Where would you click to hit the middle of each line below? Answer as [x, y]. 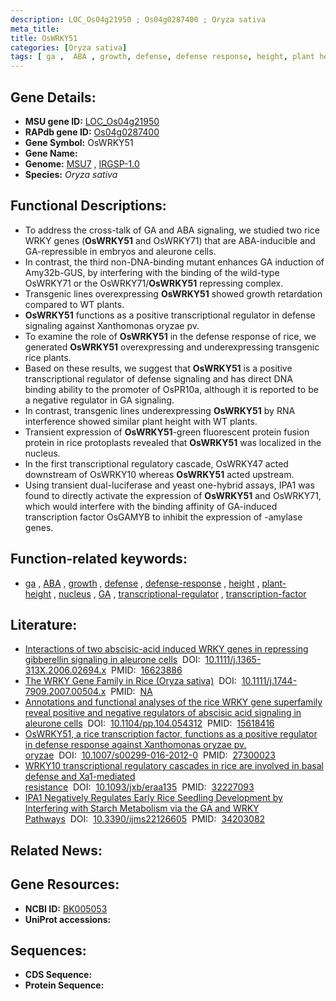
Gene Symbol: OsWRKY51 [79, 142]
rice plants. [48, 357]
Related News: [56, 850]
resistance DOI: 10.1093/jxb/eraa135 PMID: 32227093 [139, 787]
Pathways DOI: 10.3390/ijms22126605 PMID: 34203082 [145, 819]
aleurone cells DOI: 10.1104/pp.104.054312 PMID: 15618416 [149, 723]
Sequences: [48, 950]
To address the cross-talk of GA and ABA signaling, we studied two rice [172, 230]
